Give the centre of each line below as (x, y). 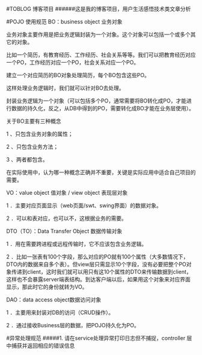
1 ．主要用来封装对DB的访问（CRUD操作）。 (60, 313)
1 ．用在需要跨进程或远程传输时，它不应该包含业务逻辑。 (77, 244)
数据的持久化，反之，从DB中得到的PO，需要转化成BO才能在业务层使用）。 (103, 108)
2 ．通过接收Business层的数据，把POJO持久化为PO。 (73, 325)
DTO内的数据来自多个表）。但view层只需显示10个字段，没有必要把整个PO (96, 264)
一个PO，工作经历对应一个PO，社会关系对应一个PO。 (73, 62)
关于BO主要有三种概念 (34, 121)
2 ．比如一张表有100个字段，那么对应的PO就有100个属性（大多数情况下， (97, 257)
